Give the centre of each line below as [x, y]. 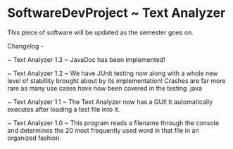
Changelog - [26, 46]
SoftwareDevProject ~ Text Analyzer [116, 13]
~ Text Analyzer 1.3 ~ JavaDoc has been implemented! [86, 59]
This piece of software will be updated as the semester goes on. [100, 32]
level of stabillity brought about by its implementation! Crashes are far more [117, 80]
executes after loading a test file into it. [64, 109]
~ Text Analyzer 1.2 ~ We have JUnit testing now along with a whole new [113, 73]
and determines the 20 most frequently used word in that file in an [103, 130]
